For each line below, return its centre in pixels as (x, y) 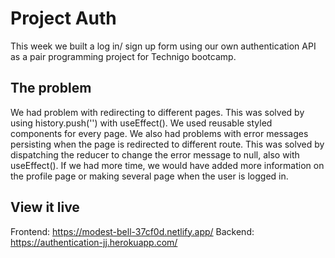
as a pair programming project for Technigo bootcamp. (123, 56)
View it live (45, 207)
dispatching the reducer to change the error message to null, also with (155, 154)
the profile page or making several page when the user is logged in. (149, 176)
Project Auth (63, 18)
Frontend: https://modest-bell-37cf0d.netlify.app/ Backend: (132, 231)
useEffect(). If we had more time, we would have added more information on (167, 165)
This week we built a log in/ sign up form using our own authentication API (163, 46)
